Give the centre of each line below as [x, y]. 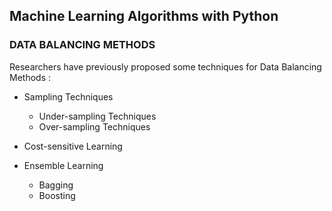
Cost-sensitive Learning [73, 146]
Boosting [57, 195]
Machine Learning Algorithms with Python [144, 16]
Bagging [56, 185]
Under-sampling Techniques [97, 116]
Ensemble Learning [63, 165]
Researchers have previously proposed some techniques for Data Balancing [165, 66]
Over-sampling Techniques [94, 126]
